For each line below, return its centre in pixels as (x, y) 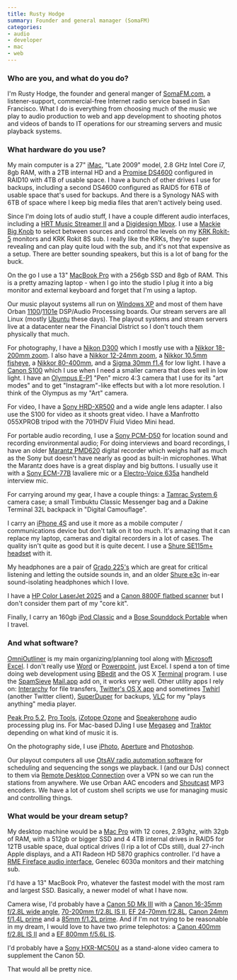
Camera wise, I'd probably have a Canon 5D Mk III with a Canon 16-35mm (115, 904)
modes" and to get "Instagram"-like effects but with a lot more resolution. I (116, 385)
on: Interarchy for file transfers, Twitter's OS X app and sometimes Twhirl (114, 689)
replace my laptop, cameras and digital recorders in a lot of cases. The (110, 539)
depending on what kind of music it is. (63, 732)
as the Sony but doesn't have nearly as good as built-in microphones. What (117, 458)
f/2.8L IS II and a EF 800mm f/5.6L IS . (62, 934)
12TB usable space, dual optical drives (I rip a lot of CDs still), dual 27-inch (116, 847)
